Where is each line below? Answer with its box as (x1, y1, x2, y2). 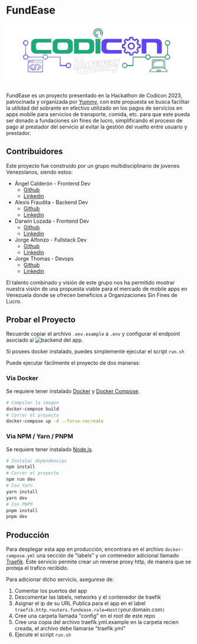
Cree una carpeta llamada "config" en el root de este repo (14, 612, 156, 619)
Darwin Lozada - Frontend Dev (14, 217, 89, 224)
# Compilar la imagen (6, 399, 59, 405)
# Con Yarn (6, 483, 33, 489)
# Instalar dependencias (6, 458, 67, 464)
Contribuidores (6, 147, 63, 157)
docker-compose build (6, 406, 59, 412)
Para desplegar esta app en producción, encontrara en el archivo (6, 546, 164, 553)
